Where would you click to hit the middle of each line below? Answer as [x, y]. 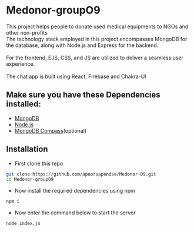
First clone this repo [39, 163]
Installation [27, 149]
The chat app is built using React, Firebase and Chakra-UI [76, 76]
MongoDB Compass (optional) [51, 130]
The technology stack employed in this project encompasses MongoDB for [97, 39]
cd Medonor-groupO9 [30, 180]
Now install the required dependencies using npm [75, 191]
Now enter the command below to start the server [75, 213]
